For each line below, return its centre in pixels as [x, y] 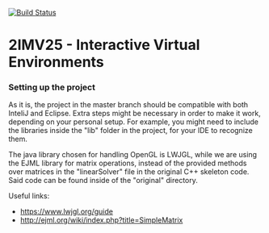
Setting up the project [52, 87]
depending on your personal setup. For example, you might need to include [133, 122]
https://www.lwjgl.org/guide [66, 212]
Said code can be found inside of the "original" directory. [103, 181]
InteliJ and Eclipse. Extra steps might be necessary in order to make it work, [134, 114]
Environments [57, 62]
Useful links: [29, 196]
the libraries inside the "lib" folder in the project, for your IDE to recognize [130, 131]
